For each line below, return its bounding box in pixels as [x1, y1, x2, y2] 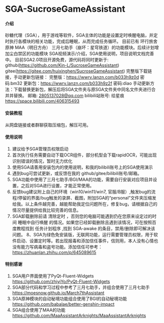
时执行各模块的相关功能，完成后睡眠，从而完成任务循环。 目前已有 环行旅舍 [5, 38, 158, 45]
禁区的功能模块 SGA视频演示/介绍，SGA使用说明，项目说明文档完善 [18, 50, 154, 57]
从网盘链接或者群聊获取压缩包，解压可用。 [5, 122, 91, 128]
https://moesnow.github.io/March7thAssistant [12, 290, 105, 296]
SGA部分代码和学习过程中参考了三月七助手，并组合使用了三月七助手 [12, 284, 150, 290]
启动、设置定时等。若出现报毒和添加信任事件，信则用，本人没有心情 [16, 238, 154, 244]
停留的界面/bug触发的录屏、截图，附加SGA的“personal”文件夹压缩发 [18, 195, 157, 200]
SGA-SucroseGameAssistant [5, 3, 126, 15]
